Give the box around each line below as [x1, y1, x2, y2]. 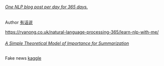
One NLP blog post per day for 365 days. [5, 4, 88, 10]
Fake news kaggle [5, 55, 41, 61]
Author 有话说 [5, 19, 33, 25]
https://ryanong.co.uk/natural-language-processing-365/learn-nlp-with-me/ [5, 29, 159, 35]
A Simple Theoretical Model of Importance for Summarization [5, 40, 129, 46]
